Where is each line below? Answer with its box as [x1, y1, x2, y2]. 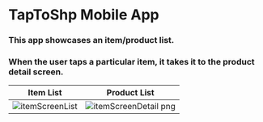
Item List [28, 87, 62, 99]
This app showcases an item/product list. [8, 35, 175, 46]
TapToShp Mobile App [8, 6, 159, 24]
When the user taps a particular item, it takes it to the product [8, 57, 255, 68]
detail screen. [8, 66, 64, 78]
